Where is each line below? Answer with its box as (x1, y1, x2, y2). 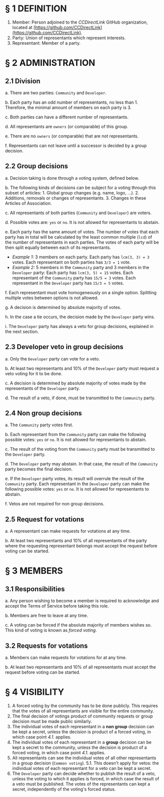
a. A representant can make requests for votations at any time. (5, 528, 131, 534)
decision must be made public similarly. (12, 718, 92, 724)
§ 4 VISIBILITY (5, 687, 65, 698)
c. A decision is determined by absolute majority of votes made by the (5, 380, 146, 386)
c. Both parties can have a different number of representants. (5, 114, 129, 120)
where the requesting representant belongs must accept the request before (5, 543, 158, 549)
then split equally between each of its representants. (5, 244, 111, 250)
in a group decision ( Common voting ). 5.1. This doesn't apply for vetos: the (12, 760, 159, 766)
